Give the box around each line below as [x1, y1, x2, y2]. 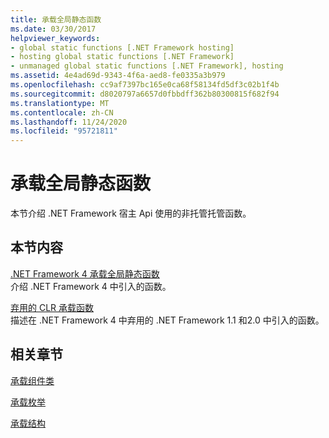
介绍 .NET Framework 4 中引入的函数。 [10, 280, 172, 292]
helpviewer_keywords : [10, 33, 101, 43]
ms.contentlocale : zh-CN [10, 107, 114, 118]
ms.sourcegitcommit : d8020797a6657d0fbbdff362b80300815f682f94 [10, 89, 280, 99]
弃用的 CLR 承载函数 [10, 301, 95, 313]
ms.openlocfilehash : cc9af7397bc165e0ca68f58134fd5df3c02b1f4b [10, 80, 280, 90]
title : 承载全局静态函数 [10, 14, 102, 25]
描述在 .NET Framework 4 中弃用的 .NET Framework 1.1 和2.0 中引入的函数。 [10, 314, 325, 326]
